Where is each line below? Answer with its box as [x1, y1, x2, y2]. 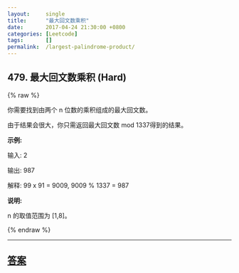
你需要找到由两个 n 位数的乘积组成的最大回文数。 [7, 105, 152, 114]
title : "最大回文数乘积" [7, 17, 90, 24]
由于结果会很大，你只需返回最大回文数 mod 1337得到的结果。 [7, 120, 188, 129]
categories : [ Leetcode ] [7, 30, 78, 38]
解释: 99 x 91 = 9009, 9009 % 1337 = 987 [7, 181, 129, 189]
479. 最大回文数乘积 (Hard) [7, 72, 127, 84]
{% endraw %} [7, 225, 51, 234]
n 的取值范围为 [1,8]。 [7, 211, 71, 220]
